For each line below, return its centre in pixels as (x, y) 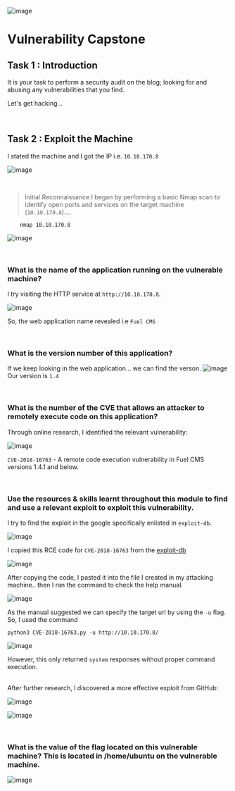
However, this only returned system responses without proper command (111, 659)
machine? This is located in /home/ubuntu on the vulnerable (112, 756)
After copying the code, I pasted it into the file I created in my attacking (110, 577)
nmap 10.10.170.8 (45, 225)
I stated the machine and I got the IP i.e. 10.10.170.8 (83, 156)
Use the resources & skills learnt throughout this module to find (118, 499)
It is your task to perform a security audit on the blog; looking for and (107, 82)
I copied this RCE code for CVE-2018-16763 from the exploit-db (97, 550)
